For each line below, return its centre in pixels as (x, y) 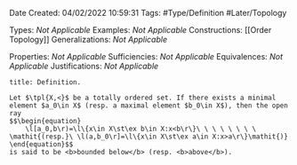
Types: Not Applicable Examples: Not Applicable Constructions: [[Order (140, 30)
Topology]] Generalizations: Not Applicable (88, 39)
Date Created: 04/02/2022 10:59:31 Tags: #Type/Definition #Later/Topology (148, 13)
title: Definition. (45, 82)
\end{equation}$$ (41, 145)
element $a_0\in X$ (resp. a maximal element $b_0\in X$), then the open (149, 106)
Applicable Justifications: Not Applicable (84, 66)
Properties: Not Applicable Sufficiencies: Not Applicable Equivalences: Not (146, 56)
